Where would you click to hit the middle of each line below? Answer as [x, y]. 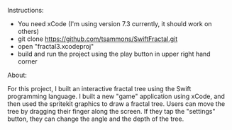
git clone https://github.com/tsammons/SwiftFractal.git [98, 39]
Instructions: [26, 10]
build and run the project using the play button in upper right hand [114, 54]
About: [17, 75]
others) [28, 31]
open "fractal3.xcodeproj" [56, 46]
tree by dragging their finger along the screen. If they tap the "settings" [111, 111]
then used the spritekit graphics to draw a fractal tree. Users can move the [116, 104]
